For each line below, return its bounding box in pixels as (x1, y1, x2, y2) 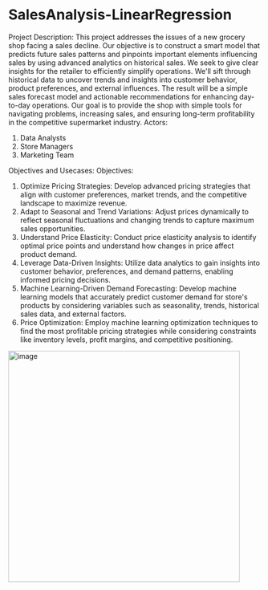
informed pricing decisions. (19, 275, 111, 284)
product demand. (19, 249, 78, 258)
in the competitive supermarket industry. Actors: (8, 117, 169, 127)
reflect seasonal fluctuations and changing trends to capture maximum (19, 215, 254, 225)
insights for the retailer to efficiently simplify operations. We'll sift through (8, 66, 251, 75)
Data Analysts (19, 132, 67, 142)
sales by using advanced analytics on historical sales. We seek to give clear (8, 58, 259, 67)
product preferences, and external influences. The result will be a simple (8, 83, 249, 93)
